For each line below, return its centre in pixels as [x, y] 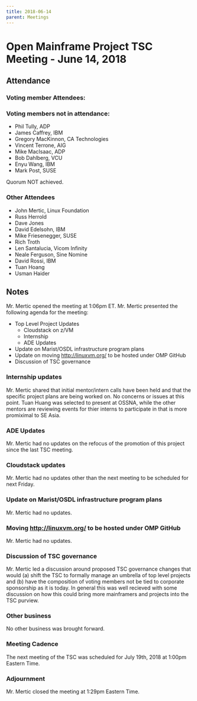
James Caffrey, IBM [39, 133]
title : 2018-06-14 [29, 12]
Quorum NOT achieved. [35, 182]
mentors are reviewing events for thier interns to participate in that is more [97, 409]
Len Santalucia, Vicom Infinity [51, 248]
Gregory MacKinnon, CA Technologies [62, 139]
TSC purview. [23, 601]
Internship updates [34, 377]
